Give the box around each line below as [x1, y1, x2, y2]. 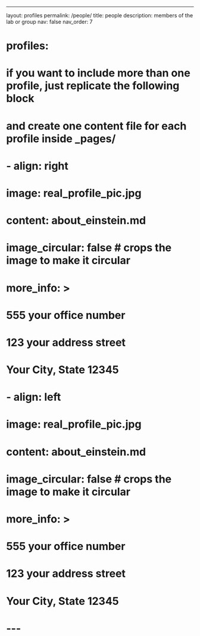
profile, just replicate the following [6, 79, 180, 93]
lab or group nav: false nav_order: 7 [6, 19, 93, 25]
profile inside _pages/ [6, 132, 116, 145]
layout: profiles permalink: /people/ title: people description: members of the [6, 12, 193, 19]
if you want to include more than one [6, 66, 190, 80]
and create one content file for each [6, 119, 187, 133]
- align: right [6, 159, 68, 173]
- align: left [6, 391, 61, 404]
